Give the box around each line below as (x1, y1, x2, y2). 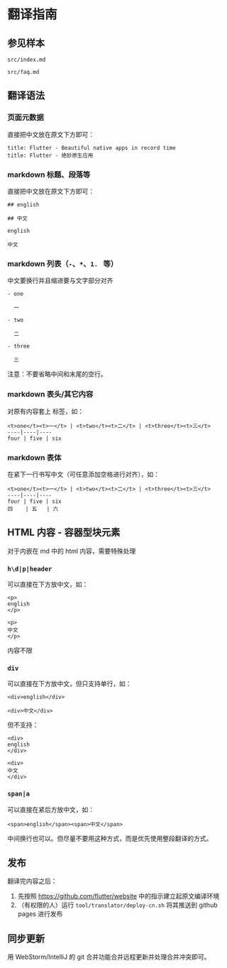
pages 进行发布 (17, 910, 63, 918)
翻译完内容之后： (7, 877, 57, 886)
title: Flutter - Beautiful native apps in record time (7, 144, 176, 151)
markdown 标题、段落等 (7, 170, 91, 180)
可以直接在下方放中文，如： (7, 580, 89, 588)
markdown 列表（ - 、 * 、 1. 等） (7, 258, 118, 268)
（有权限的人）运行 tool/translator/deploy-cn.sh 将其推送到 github (17, 901, 218, 909)
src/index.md (7, 56, 46, 63)
